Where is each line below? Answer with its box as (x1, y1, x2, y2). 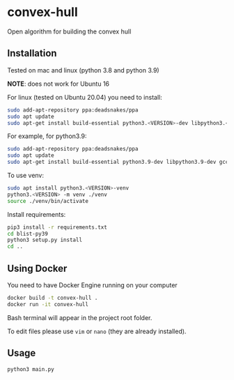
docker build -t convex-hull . (7, 294, 98, 301)
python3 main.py (7, 365, 54, 373)
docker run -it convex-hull (7, 301, 89, 307)
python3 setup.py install (7, 236, 82, 244)
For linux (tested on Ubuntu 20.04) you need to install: (7, 93, 162, 101)
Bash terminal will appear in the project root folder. (7, 313, 153, 321)
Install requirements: (7, 210, 66, 218)
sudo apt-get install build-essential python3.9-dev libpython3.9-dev (7, 158, 217, 166)
